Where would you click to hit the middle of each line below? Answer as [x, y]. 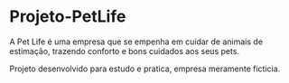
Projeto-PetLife [68, 17]
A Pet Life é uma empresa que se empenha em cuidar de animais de [136, 41]
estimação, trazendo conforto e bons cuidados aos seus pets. [125, 51]
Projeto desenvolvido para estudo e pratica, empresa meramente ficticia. [145, 69]
